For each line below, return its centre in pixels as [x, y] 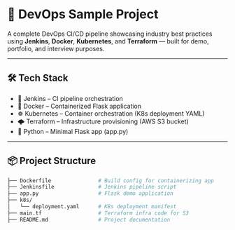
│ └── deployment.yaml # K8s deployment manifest [92, 207]
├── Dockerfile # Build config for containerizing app [111, 181]
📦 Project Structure [52, 161]
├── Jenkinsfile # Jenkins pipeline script [92, 187]
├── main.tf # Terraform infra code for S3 [98, 213]
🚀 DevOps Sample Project [83, 14]
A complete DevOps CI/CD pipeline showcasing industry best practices [110, 34]
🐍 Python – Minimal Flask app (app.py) [73, 131]
